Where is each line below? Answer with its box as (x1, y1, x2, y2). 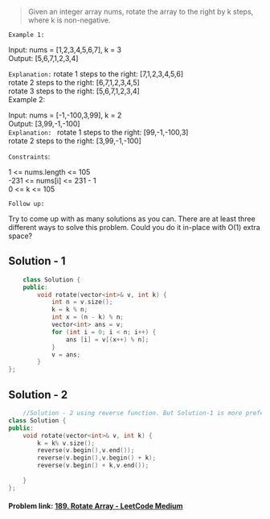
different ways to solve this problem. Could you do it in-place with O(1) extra (8, 223, 260, 232)
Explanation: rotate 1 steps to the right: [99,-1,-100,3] (8, 128, 189, 137)
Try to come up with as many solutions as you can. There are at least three (8, 214, 256, 224)
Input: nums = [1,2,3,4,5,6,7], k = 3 (8, 45, 122, 55)
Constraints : (8, 152, 51, 161)
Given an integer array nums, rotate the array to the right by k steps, (27, 7, 254, 16)
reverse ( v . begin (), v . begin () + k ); (37, 454, 157, 462)
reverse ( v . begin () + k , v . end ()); (37, 462, 149, 470)
